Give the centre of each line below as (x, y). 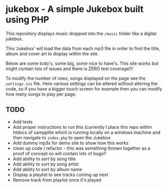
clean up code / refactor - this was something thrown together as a (82, 148)
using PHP (27, 20)
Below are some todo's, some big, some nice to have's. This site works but (82, 63)
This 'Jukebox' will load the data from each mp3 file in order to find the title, (83, 48)
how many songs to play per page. (41, 94)
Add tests (23, 122)
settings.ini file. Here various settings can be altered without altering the (82, 84)
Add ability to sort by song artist (46, 164)
